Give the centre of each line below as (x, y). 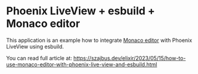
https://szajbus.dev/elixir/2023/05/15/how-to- (130, 58)
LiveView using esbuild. (35, 47)
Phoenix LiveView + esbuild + (81, 11)
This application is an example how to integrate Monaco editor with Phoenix (99, 40)
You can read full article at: (39, 58)
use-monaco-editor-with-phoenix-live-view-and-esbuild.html (82, 64)
